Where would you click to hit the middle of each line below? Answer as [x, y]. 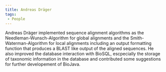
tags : [11, 14]
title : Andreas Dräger [28, 10]
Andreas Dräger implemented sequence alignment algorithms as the [75, 33]
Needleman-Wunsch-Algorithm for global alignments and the [67, 38]
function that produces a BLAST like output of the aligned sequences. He [80, 49]
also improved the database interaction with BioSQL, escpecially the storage [83, 54]
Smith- [137, 38]
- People [16, 19]
